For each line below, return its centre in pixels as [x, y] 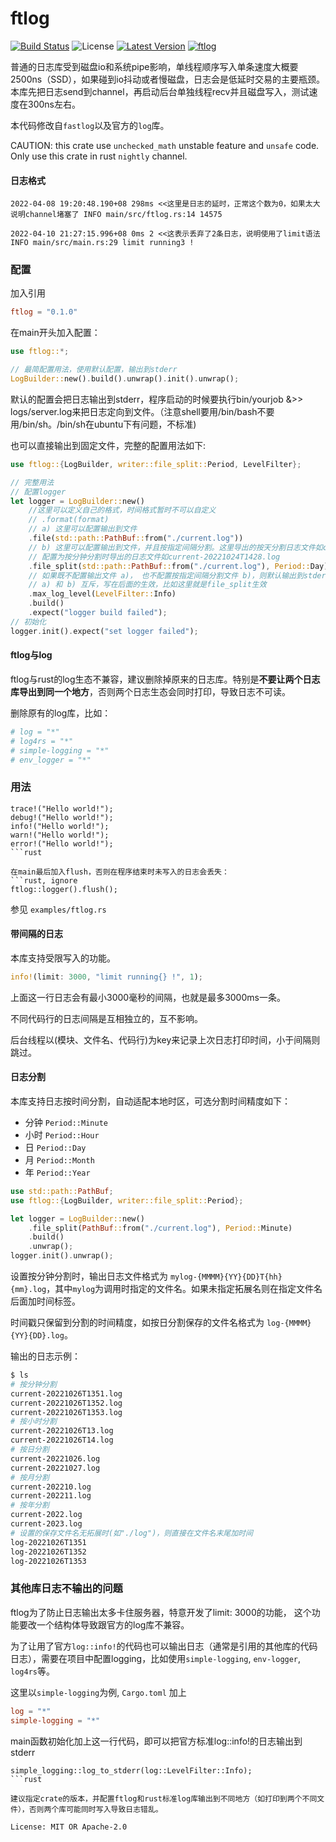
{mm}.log [28, 1290]
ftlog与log [31, 655]
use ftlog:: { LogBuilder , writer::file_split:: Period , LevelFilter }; [156, 464]
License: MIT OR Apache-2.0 [69, 1827]
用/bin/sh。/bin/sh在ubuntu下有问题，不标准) [103, 424]
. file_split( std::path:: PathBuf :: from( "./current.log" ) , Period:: [169, 566]
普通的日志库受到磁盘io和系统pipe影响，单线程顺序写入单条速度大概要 [154, 66]
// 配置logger [38, 492]
